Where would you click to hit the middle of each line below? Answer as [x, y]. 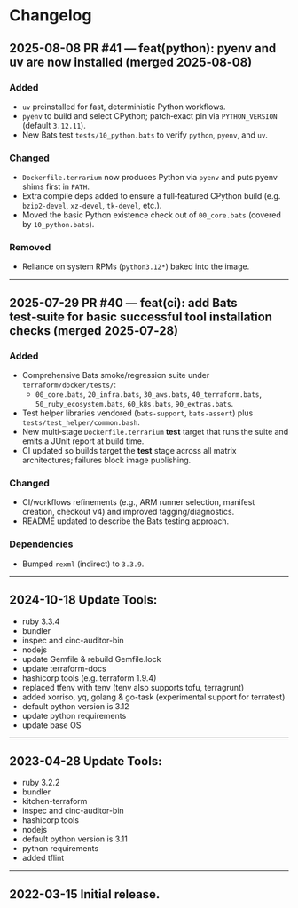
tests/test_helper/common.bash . [81, 422]
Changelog [51, 16]
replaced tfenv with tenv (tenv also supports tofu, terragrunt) [133, 687]
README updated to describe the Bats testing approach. [125, 521]
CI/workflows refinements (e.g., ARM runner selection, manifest [138, 502]
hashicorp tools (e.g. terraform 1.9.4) [89, 678]
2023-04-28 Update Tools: [86, 761]
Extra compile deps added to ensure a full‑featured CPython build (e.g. [151, 196]
